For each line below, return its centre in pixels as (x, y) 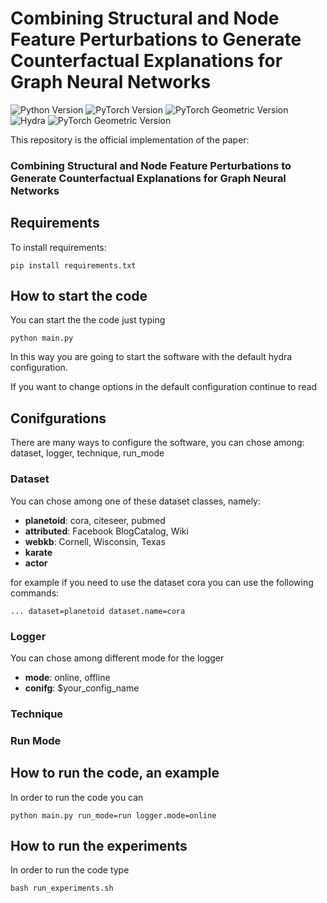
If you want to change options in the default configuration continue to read (164, 387)
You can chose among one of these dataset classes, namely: (135, 501)
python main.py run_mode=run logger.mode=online (113, 815)
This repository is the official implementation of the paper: (130, 139)
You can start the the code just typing (88, 320)
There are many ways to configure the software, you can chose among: (157, 443)
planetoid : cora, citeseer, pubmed (95, 520)
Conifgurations (58, 418)
